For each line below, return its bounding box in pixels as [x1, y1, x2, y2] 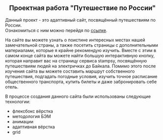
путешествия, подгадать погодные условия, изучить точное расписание [5, 73, 158, 79]
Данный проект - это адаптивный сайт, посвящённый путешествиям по [5, 17, 156, 23]
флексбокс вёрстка [12, 108, 53, 114]
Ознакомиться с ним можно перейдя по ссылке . [5, 27, 108, 33]
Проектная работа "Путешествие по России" [9, 4, 156, 12]
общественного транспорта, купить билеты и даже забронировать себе [5, 79, 157, 84]
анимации [12, 118, 33, 124]
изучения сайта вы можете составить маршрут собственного [5, 68, 135, 74]
